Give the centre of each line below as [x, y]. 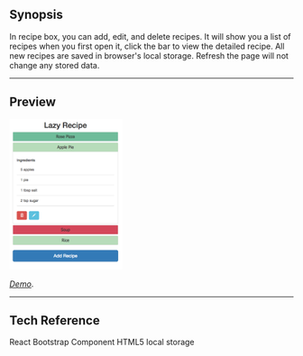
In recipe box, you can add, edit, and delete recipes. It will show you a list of [150, 36]
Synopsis [36, 15]
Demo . [22, 284]
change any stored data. [55, 65]
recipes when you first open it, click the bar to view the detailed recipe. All [147, 46]
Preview [33, 102]
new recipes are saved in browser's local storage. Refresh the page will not [149, 55]
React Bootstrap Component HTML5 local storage [102, 342]
